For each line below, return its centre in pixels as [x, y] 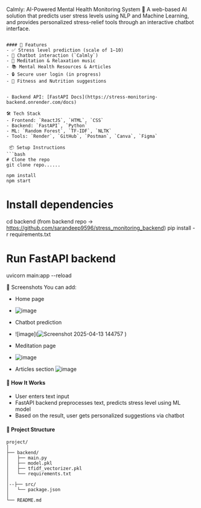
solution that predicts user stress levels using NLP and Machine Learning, [97, 16]
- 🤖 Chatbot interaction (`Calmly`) [52, 56]
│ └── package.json [33, 490]
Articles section [34, 369]
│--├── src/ [21, 484]
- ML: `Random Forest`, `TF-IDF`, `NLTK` [59, 131]
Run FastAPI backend [61, 259]
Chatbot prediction [38, 322]
